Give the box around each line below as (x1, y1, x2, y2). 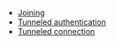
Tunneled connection (17, 26, 96, 36)
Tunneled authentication (17, 17, 106, 27)
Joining (17, 8, 46, 18)
